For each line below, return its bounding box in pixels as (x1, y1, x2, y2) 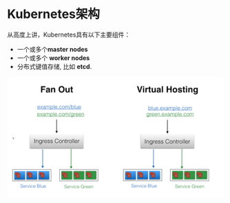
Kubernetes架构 (7, 6, 101, 22)
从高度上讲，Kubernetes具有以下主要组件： (7, 30, 131, 39)
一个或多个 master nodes (17, 45, 88, 53)
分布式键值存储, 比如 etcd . (17, 62, 92, 70)
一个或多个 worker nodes (17, 53, 90, 62)
